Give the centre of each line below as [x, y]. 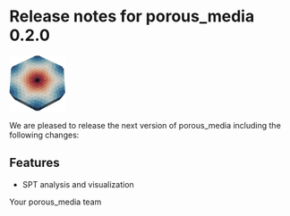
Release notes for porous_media [132, 17]
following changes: [44, 135]
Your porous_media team [55, 202]
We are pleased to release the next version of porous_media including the [145, 125]
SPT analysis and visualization [78, 184]
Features [34, 163]
